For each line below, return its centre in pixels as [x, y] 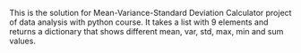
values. [22, 41]
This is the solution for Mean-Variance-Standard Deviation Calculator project [150, 13]
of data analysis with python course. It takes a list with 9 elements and [139, 22]
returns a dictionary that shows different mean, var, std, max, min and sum [146, 31]
